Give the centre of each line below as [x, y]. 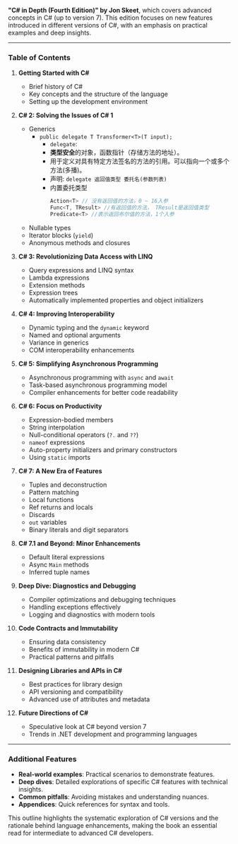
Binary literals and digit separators [79, 530]
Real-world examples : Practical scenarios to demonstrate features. [116, 774]
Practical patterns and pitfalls [71, 657]
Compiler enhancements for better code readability [103, 392]
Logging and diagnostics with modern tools [92, 614]
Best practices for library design [76, 684]
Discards [42, 514]
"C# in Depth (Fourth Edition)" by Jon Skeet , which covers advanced [110, 10]
